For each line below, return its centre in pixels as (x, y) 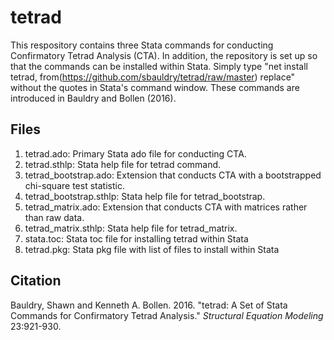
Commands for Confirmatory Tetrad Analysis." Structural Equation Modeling (167, 315)
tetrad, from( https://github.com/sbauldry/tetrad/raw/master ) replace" (153, 77)
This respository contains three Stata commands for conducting (142, 45)
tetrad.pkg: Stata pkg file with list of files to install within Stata (152, 249)
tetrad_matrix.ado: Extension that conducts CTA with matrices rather (166, 207)
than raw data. (54, 217)
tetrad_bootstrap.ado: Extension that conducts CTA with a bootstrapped (173, 175)
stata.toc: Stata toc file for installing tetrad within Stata (136, 238)
